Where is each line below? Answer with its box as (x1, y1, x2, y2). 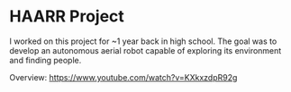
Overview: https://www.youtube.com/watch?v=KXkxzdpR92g (9, 71, 238, 82)
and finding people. (9, 54, 82, 65)
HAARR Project (9, 6, 124, 27)
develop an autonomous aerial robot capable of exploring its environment (9, 45, 282, 55)
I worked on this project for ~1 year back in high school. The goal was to (9, 36, 277, 46)
